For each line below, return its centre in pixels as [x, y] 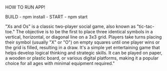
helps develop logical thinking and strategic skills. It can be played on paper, [84, 53]
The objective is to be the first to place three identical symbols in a [84, 32]
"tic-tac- [145, 26]
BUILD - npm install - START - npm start [46, 17]
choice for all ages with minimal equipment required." [60, 63]
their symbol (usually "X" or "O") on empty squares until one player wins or [82, 42]
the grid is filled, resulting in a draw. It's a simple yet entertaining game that [82, 47]
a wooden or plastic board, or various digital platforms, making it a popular [82, 58]
